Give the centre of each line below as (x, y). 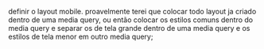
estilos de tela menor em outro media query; (81, 36)
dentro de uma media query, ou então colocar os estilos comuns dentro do (130, 20)
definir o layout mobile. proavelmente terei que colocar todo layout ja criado (132, 11)
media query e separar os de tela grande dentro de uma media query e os (129, 28)
